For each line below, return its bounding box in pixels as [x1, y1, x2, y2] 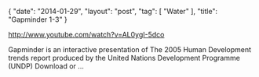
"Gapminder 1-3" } [8, 15, 68, 24]
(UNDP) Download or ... [8, 61, 85, 71]
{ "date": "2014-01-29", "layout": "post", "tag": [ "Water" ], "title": [8, 7, 218, 16]
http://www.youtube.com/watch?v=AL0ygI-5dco [8, 30, 165, 39]
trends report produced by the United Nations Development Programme [8, 54, 241, 62]
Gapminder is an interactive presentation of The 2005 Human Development [8, 45, 252, 54]
